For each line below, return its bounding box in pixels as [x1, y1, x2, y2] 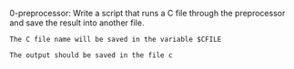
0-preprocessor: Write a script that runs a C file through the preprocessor [9, 8, 286, 18]
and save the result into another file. [9, 17, 145, 28]
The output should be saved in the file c [9, 51, 173, 60]
